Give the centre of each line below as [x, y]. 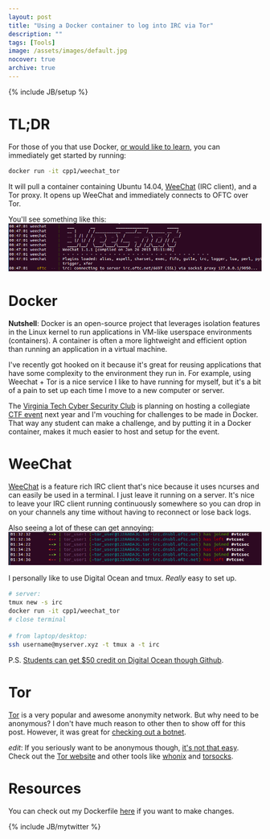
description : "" [35, 34]
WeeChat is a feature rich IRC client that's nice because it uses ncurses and [134, 486]
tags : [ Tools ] [32, 43]
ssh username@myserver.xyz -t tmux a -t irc [84, 645]
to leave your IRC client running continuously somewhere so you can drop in [135, 503]
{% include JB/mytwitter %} [55, 826]
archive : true [32, 68]
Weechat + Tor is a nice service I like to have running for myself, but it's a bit [135, 382]
